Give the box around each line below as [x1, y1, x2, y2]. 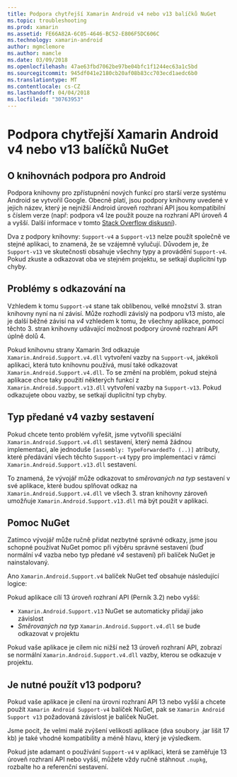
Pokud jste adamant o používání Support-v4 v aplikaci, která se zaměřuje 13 [7, 748, 227, 756]
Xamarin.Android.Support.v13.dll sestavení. [7, 460, 137, 468]
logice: [7, 579, 27, 588]
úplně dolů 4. [7, 331, 46, 340]
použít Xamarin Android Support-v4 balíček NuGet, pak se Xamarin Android [7, 705, 225, 714]
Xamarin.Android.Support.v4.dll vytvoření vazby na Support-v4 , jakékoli [7, 353, 219, 361]
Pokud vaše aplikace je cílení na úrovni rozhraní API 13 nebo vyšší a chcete [7, 698, 226, 706]
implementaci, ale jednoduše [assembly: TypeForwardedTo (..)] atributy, [7, 445, 221, 453]
